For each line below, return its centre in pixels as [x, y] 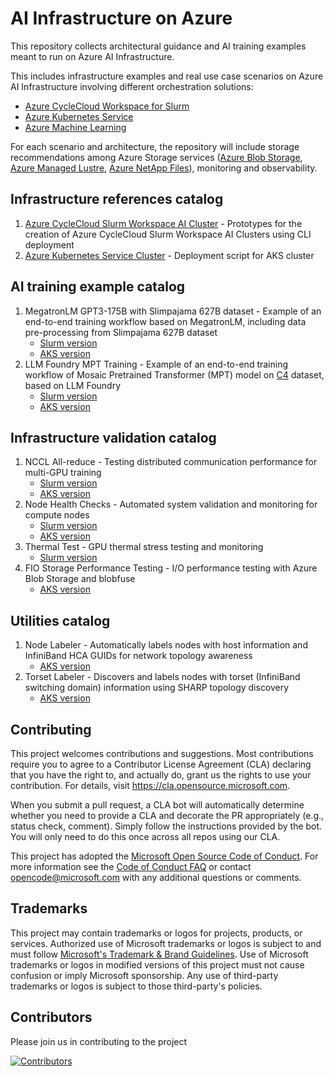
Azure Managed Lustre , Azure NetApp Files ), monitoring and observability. [164, 168]
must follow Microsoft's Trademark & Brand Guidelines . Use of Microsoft [159, 954]
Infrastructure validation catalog [113, 437]
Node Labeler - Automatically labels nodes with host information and [166, 645]
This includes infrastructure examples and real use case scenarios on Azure [167, 76]
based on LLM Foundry [73, 385]
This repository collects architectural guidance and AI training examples [158, 46]
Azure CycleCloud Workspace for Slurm [107, 106]
